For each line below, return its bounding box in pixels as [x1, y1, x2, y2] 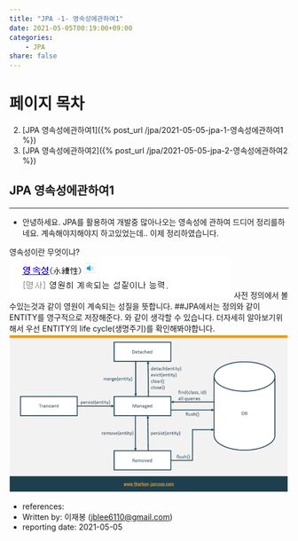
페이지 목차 [9, 94, 85, 114]
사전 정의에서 [233, 289, 279, 301]
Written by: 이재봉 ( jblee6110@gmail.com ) [21, 511, 173, 522]
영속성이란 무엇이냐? [9, 247, 81, 257]
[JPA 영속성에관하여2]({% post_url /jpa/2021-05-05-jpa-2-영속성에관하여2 [21, 145, 288, 156]
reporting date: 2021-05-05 [21, 521, 122, 532]
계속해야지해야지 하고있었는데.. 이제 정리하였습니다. [41, 227, 219, 239]
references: [21, 501, 65, 512]
